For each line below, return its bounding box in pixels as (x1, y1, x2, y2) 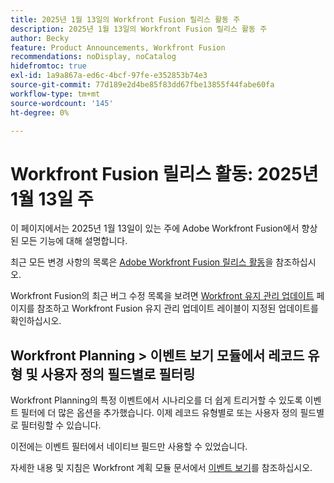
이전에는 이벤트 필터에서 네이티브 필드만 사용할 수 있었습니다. (10, 441, 248, 453)
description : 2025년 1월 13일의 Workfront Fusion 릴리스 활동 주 (10, 24, 268, 34)
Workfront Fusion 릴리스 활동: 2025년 (10, 162, 319, 185)
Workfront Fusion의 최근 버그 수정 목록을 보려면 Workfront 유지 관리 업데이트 (10, 290, 315, 302)
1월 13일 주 (10, 187, 94, 210)
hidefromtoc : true (10, 61, 87, 71)
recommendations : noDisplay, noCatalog (10, 52, 177, 62)
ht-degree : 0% (10, 107, 70, 118)
